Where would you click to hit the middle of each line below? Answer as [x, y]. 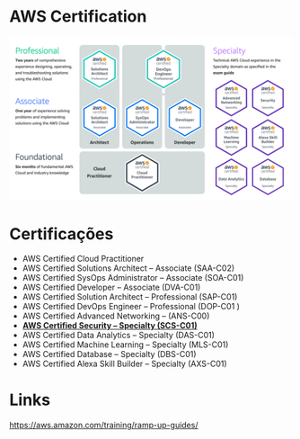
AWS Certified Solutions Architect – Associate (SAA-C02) [128, 268]
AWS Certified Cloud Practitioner [83, 259]
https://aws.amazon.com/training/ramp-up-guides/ [104, 426]
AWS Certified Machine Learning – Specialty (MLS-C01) [125, 345]
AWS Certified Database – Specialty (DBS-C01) [109, 354]
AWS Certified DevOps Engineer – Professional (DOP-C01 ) [131, 307]
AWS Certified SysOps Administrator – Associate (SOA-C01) [133, 278]
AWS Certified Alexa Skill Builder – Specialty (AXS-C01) [124, 364]
